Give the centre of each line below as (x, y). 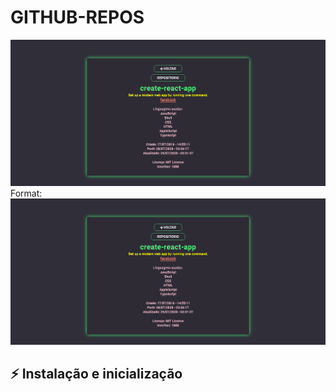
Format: (26, 193)
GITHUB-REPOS (77, 17)
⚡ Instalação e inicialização (96, 373)
